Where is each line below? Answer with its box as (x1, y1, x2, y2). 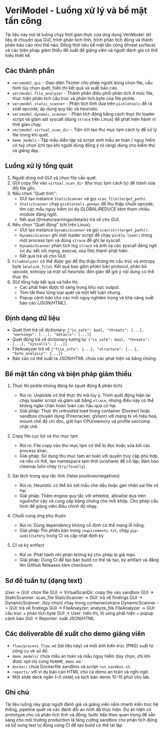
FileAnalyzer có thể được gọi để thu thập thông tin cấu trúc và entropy (12, 258, 155, 264)
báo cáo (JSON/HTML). (19, 300, 68, 306)
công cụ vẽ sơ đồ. (12, 648, 49, 654)
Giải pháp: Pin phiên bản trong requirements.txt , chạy (19, 527, 129, 533)
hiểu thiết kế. (5, 52, 31, 58)
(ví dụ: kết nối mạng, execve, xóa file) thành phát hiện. (19, 248, 129, 254)
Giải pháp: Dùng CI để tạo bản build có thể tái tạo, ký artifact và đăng (19, 557, 159, 563)
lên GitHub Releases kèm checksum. (19, 562, 94, 568)
